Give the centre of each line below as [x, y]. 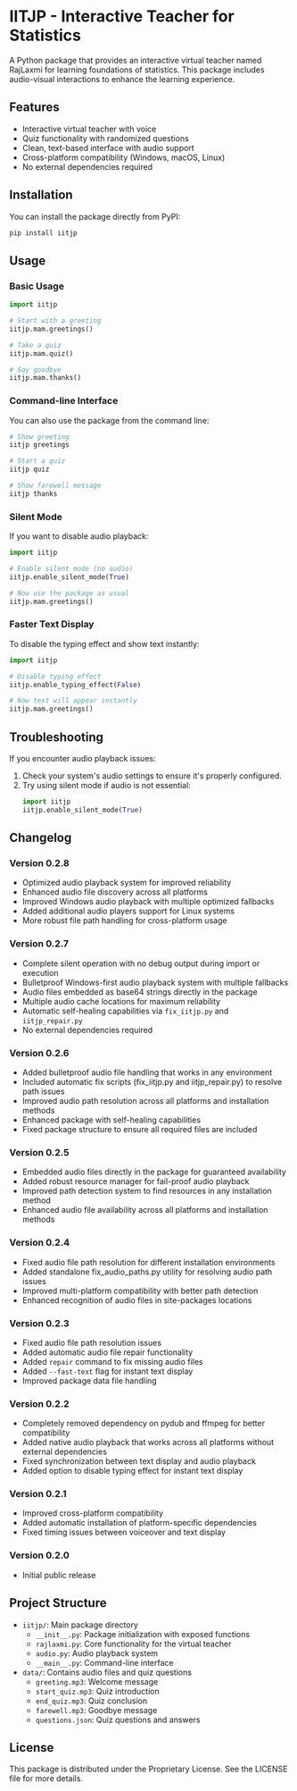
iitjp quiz [29, 470]
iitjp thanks [33, 493]
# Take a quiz [36, 345]
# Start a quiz [37, 461]
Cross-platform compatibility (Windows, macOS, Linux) [124, 157]
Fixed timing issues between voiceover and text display [124, 1532]
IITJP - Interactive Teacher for [122, 17]
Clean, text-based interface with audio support [108, 147]
